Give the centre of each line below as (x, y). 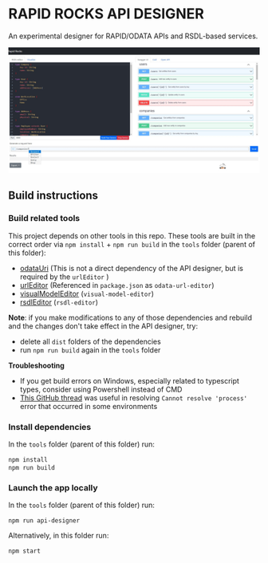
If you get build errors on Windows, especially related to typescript (129, 380)
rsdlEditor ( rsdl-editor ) (59, 302)
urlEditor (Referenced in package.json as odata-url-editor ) (117, 285)
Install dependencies (50, 427)
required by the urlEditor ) (64, 277)
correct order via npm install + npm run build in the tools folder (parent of (132, 244)
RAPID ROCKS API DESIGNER (106, 14)
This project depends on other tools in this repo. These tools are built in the (132, 235)
